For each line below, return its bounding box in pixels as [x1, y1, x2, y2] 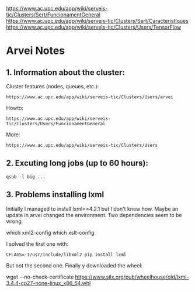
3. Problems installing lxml [6, 190, 104, 200]
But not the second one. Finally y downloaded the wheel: [6, 262, 143, 269]
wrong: [6, 218, 23, 225]
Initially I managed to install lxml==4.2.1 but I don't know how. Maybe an [6, 205, 179, 212]
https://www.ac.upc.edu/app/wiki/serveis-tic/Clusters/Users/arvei [6, 94, 174, 100]
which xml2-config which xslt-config [6, 229, 95, 236]
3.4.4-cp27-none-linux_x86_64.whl [6, 279, 91, 286]
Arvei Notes [6, 44, 65, 57]
